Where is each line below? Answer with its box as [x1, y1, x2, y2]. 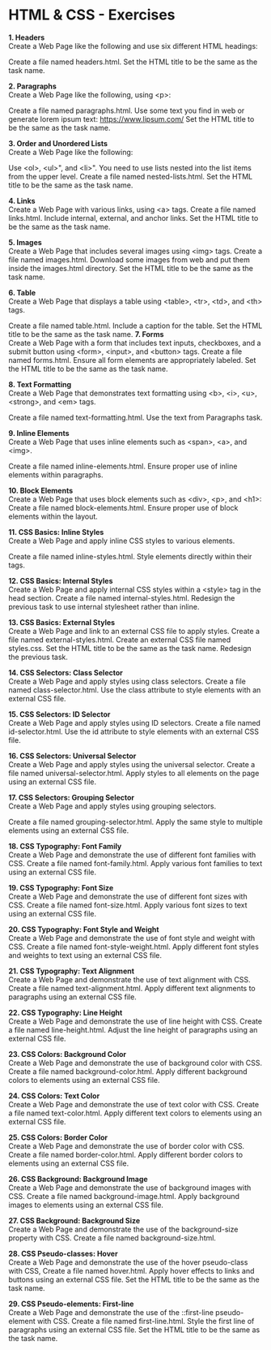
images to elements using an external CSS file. [8, 1200, 164, 1210]
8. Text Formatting [8, 379, 72, 389]
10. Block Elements [8, 485, 74, 495]
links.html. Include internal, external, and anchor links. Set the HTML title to [8, 213, 259, 222]
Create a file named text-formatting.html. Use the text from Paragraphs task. [8, 412, 263, 422]
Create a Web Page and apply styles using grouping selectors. [8, 801, 217, 811]
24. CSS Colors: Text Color [8, 1090, 100, 1101]
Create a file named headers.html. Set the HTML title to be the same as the [8, 57, 258, 67]
